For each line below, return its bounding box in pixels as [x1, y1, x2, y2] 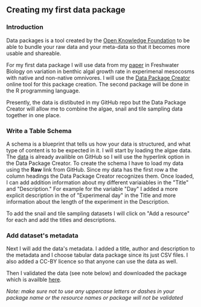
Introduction [6, 23, 43, 31]
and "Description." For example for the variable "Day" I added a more [6, 185, 178, 192]
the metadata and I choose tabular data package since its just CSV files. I [6, 251, 188, 259]
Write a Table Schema [6, 126, 72, 135]
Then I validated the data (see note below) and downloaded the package [6, 270, 187, 277]
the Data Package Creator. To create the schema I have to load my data [6, 160, 184, 167]
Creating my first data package [6, 5, 126, 15]
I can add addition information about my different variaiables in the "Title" [6, 178, 189, 186]
